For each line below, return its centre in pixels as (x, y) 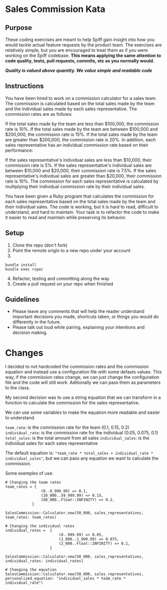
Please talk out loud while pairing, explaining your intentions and (79, 327)
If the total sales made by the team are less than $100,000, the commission (82, 124)
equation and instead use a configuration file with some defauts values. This (83, 372)
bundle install (21, 265)
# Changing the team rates (33, 483)
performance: (19, 150)
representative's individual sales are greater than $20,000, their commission (83, 176)
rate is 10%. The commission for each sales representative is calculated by (82, 181)
